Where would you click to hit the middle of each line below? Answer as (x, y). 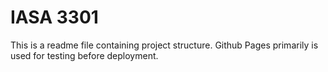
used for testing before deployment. (84, 55)
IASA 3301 (54, 17)
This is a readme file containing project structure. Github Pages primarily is (164, 45)
